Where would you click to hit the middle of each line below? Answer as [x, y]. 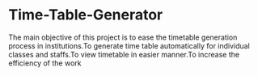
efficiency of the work [45, 63]
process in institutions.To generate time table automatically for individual [129, 45]
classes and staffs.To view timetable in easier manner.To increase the [124, 54]
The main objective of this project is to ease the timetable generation [123, 37]
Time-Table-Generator [86, 15]
